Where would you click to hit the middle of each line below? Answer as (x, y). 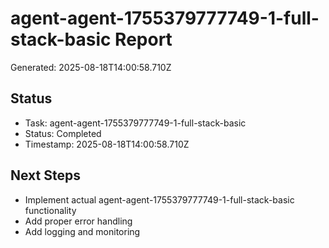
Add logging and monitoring (82, 231)
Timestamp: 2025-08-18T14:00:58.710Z (107, 144)
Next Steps (45, 175)
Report (143, 39)
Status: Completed (63, 133)
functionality (50, 210)
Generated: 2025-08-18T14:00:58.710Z (91, 67)
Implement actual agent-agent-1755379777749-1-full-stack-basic (159, 199)
